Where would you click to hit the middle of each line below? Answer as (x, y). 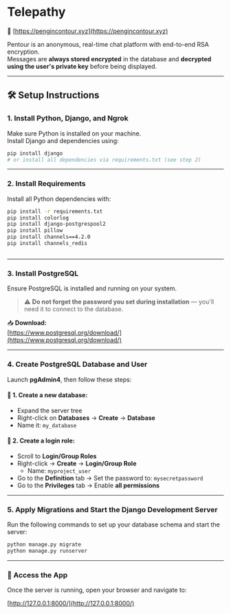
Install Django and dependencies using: (63, 140)
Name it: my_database (47, 425)
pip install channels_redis (47, 244)
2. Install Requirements (46, 184)
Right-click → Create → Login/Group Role (77, 463)
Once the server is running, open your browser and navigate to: (97, 590)
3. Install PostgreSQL (43, 273)
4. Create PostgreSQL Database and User (77, 364)
